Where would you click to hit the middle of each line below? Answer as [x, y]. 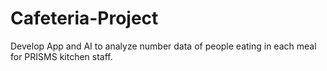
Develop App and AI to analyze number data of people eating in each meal [163, 46]
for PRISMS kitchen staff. [61, 56]
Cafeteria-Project [84, 18]
